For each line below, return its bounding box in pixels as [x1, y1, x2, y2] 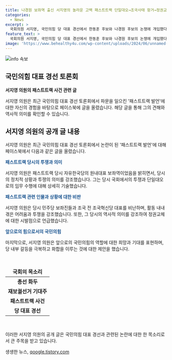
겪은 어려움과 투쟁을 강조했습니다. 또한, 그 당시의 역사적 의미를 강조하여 [5, 211, 147, 218]
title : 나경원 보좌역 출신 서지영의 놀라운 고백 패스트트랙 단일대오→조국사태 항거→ [5, 7, 157, 13]
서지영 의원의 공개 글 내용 [5, 127, 80, 136]
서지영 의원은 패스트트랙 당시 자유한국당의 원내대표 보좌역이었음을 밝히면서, [5, 170, 156, 176]
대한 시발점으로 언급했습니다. [10, 218, 69, 224]
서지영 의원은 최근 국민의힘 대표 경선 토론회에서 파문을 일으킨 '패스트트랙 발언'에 [5, 98, 165, 104]
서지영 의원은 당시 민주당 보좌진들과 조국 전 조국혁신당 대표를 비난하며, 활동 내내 [5, 205, 165, 211]
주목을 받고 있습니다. [16, 338, 57, 344]
